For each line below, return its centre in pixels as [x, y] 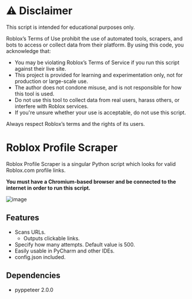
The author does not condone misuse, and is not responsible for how [98, 87]
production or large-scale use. [51, 81]
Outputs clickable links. [52, 238]
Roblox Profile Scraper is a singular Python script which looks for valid [91, 164]
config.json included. [40, 257]
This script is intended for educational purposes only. [70, 27]
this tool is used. [34, 94]
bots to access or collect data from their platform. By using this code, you [95, 45]
